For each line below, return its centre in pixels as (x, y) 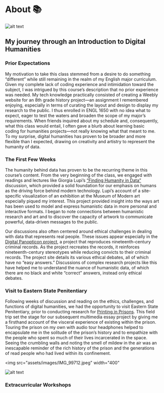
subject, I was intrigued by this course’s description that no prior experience (82, 89)
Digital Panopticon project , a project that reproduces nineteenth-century (78, 241)
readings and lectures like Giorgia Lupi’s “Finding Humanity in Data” (73, 180)
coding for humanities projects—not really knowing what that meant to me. (80, 131)
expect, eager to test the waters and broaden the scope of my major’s (75, 115)
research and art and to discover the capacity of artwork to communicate (79, 217)
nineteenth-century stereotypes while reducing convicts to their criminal (78, 252)
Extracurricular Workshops (38, 385)
